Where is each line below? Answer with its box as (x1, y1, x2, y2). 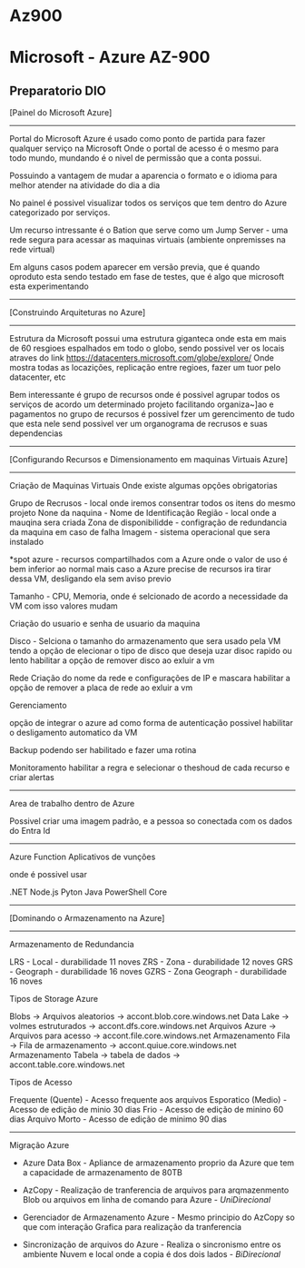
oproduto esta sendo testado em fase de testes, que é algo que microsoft (9, 272, 284, 282)
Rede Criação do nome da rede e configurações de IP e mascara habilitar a (9, 673, 290, 684)
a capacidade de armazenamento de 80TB (22, 1167, 183, 1178)
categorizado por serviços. (9, 207, 111, 218)
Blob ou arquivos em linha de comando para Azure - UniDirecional (22, 1194, 271, 1205)
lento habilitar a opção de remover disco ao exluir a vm (9, 655, 215, 666)
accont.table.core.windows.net (9, 1059, 125, 1070)
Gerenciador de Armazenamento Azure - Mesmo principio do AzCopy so (22, 1212, 295, 1223)
